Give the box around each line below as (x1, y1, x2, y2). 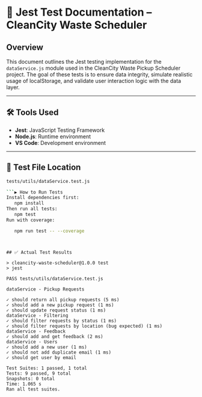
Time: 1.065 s (6, 381, 42, 387)
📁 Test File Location (6, 162, 81, 173)
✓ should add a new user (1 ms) (6, 344, 87, 350)
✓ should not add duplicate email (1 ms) (6, 349, 112, 355)
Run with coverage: (6, 217, 55, 223)
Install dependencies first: (6, 195, 79, 201)
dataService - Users (6, 339, 58, 345)
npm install (14, 200, 44, 206)
